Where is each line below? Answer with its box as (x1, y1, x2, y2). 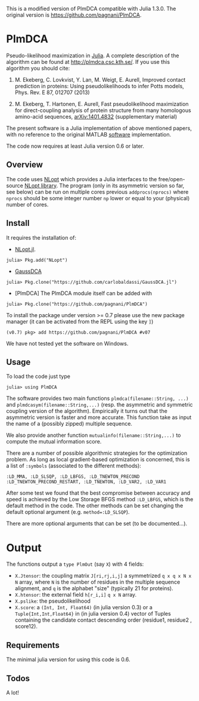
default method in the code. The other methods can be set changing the (6, 502, 184, 509)
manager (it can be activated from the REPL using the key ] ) (6, 318, 154, 325)
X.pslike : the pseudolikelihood (14, 597, 91, 604)
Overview (6, 160, 43, 170)
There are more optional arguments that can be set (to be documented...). (6, 520, 188, 527)
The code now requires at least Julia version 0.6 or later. (6, 142, 145, 150)
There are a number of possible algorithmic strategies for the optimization (6, 449, 188, 457)
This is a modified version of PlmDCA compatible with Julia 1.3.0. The (6, 5, 176, 12)
